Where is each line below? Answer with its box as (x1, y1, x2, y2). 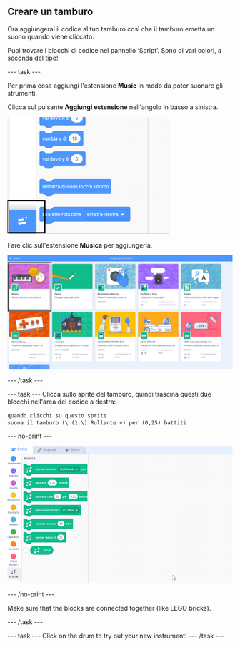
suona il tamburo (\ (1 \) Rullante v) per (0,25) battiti (7, 419, 187, 427)
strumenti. (7, 88, 38, 97)
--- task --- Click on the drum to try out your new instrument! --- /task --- (7, 631, 224, 641)
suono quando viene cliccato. (7, 32, 94, 41)
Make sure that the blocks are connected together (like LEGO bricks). (7, 604, 211, 613)
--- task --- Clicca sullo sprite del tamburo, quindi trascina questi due (7, 389, 212, 398)
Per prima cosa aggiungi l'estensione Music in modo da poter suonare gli (7, 81, 224, 90)
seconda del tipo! (7, 54, 59, 62)
